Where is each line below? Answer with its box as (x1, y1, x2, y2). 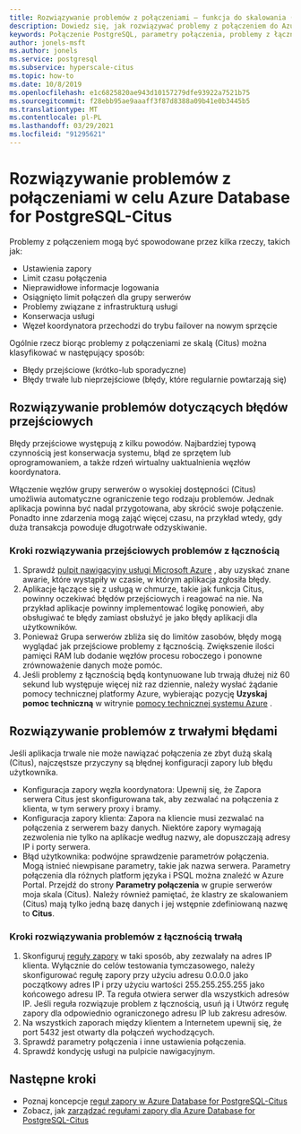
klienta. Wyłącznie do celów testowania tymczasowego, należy (21, 960, 255, 971)
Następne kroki (9, 1072, 97, 1087)
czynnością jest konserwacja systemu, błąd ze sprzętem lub (9, 447, 231, 458)
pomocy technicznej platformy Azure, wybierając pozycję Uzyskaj (21, 688, 268, 699)
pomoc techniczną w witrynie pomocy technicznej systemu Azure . (21, 697, 273, 708)
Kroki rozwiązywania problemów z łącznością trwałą (9, 930, 243, 942)
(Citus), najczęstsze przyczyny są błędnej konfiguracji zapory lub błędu (9, 757, 273, 767)
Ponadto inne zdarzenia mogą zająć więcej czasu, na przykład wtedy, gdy (9, 512, 282, 523)
